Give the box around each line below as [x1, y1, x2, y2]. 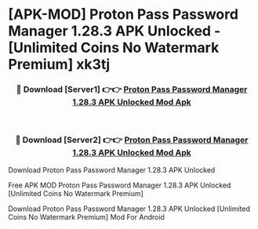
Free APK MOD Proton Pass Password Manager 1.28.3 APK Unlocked [8, 180, 231, 190]
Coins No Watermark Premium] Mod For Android [8, 212, 165, 221]
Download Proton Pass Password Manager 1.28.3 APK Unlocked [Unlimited [8, 204, 251, 213]
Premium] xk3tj [8, 56, 111, 74]
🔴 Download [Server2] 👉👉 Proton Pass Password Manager [15, 135, 249, 146]
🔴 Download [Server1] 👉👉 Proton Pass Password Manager [16, 84, 248, 95]
